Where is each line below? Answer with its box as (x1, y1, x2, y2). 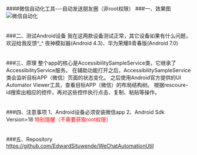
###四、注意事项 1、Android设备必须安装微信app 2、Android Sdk (6, 109, 165, 116)
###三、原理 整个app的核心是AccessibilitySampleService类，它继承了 (6, 59, 176, 66)
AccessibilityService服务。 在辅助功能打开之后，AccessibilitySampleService (6, 67, 191, 73)
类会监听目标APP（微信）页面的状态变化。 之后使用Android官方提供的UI (6, 74, 181, 81)
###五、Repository (6, 136, 53, 143)
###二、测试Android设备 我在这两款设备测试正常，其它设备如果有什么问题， (6, 32, 191, 39)
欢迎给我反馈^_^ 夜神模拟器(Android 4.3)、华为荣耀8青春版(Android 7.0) (6, 40, 178, 46)
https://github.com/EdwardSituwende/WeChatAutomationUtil (6, 143, 154, 149)
